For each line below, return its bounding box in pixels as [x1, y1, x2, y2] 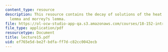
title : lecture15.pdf [5, 35, 50, 40]
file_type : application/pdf [5, 26, 64, 31]
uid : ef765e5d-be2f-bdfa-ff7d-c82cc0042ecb [5, 40, 97, 45]
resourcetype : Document [5, 30, 55, 35]
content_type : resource [5, 7, 55, 12]
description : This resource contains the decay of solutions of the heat [5, 12, 162, 17]
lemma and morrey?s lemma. [9, 16, 66, 21]
